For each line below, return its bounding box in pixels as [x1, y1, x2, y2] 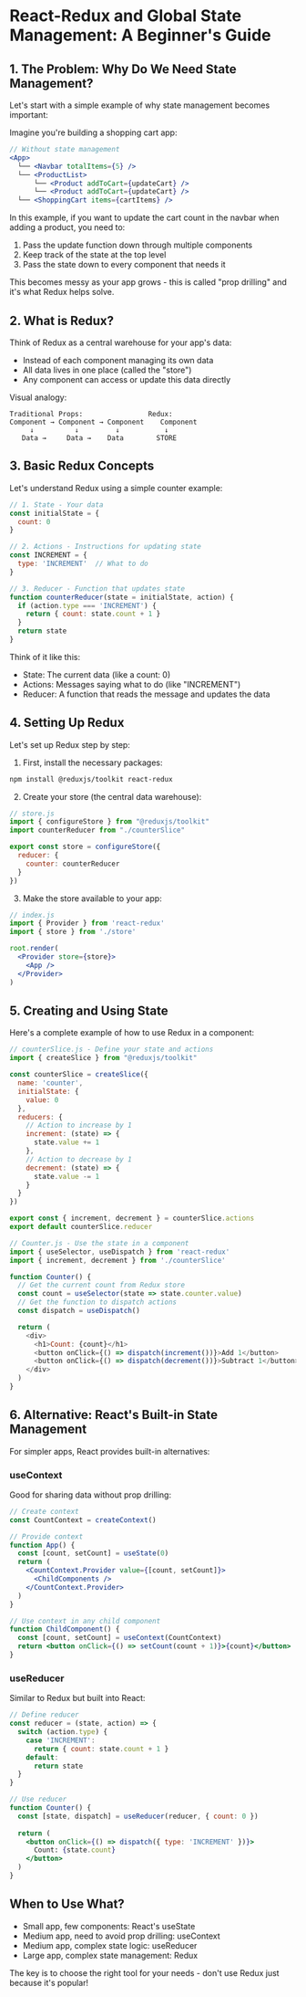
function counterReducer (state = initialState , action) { [9, 593, 234, 602]
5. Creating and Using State [9, 1003, 168, 1018]
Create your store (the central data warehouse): [22, 791, 202, 802]
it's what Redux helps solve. [9, 287, 115, 298]
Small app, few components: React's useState [22, 1920, 196, 1931]
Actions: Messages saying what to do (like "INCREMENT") [22, 678, 241, 689]
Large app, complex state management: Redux [22, 1950, 199, 1960]
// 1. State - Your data [9, 499, 104, 510]
